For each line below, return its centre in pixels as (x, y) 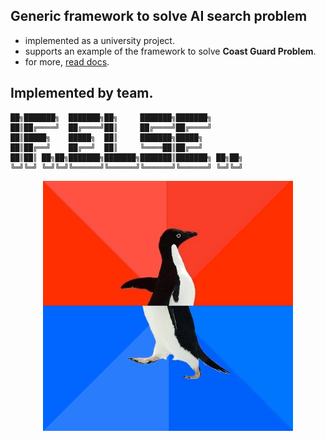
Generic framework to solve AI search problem (159, 16)
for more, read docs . (67, 61)
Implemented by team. (82, 93)
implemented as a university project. (99, 40)
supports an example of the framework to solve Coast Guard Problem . (170, 51)
